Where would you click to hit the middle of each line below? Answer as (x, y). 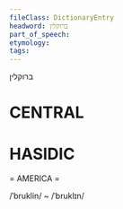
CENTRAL (47, 113)
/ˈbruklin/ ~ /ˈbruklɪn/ (47, 196)
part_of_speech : (40, 34)
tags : (19, 51)
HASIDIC (42, 154)
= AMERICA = (35, 179)
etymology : (30, 43)
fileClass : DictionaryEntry (62, 17)
